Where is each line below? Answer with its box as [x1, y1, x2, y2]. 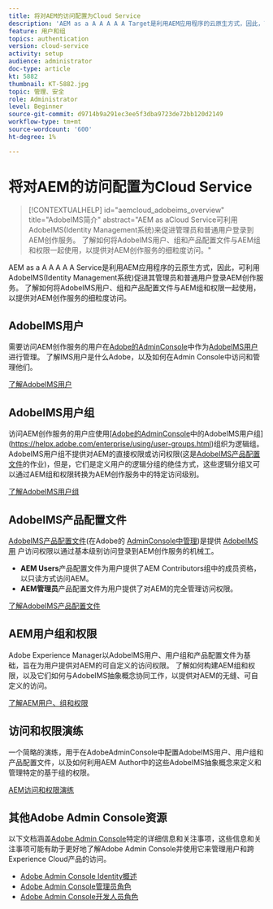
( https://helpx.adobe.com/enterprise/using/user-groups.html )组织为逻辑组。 [8, 439, 264, 449]
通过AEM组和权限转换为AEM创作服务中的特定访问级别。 [15, 469, 204, 480]
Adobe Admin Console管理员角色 [19, 881, 132, 891]
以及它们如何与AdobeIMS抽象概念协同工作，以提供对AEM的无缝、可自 [22, 670, 258, 680]
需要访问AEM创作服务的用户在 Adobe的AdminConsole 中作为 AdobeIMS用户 [8, 342, 258, 352]
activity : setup [8, 50, 63, 58]
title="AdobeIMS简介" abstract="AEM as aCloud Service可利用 [28, 215, 238, 224]
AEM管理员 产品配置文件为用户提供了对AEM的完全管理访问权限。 [19, 584, 238, 594]
